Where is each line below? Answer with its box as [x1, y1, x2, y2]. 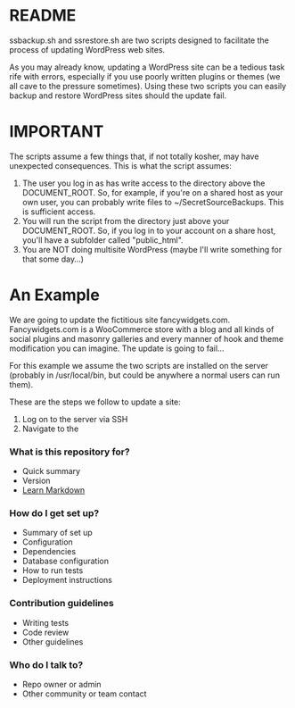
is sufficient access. [21, 206, 96, 217]
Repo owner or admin [21, 679, 102, 689]
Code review [21, 627, 70, 637]
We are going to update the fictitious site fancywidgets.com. [9, 314, 231, 325]
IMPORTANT [9, 121, 104, 142]
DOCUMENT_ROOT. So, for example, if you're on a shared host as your [21, 187, 283, 197]
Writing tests [21, 617, 70, 628]
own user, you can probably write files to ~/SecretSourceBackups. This [21, 196, 284, 207]
